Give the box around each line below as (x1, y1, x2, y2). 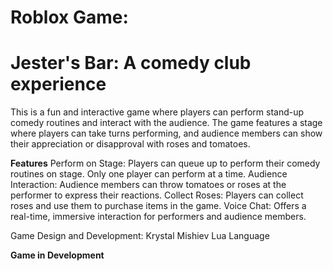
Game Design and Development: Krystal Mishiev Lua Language (10, 230, 270, 242)
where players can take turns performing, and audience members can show (10, 127, 323, 140)
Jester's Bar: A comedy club (10, 52, 252, 75)
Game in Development (10, 249, 105, 261)
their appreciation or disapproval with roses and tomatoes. (10, 138, 251, 150)
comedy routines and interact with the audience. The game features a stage (10, 117, 323, 129)
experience (10, 73, 107, 96)
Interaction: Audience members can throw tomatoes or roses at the (10, 179, 287, 191)
